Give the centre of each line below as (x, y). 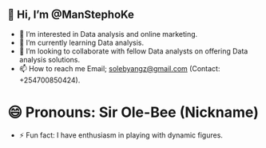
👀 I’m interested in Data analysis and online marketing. (108, 34)
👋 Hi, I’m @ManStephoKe (71, 15)
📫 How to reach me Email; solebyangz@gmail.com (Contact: (119, 68)
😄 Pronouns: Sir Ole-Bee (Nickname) (133, 112)
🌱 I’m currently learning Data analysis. (81, 42)
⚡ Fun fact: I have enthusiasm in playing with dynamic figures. (121, 135)
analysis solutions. (50, 59)
